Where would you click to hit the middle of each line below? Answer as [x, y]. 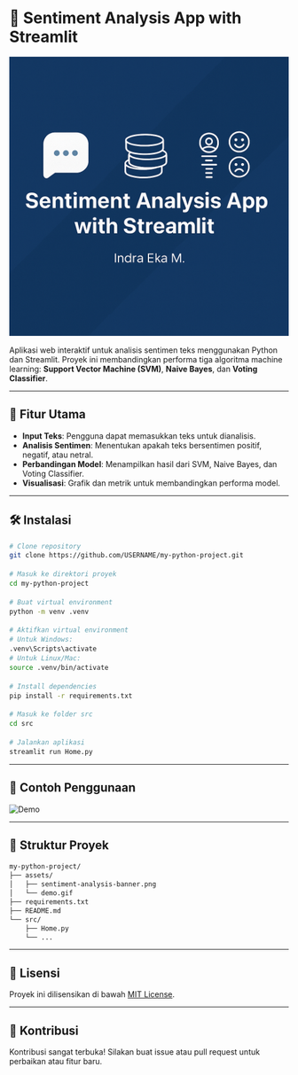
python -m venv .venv [49, 612]
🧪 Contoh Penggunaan [72, 788]
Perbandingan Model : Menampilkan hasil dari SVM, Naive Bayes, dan [149, 463]
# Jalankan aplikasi [47, 742]
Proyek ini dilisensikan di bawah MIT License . [92, 994]
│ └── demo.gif [41, 893]
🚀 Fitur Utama [47, 414]
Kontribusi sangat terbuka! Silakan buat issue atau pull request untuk [134, 1052]
